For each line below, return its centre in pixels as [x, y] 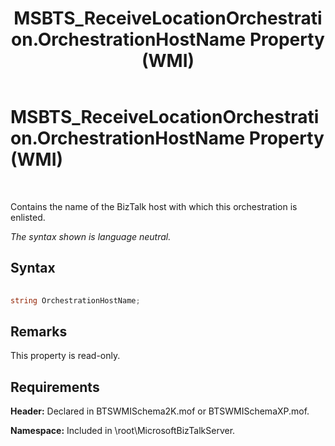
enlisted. [28, 217]
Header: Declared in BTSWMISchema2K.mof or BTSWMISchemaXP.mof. [160, 411]
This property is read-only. [65, 356]
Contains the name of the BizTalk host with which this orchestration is [154, 206]
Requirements [55, 387]
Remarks [39, 331]
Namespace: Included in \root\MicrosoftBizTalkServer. [123, 431]
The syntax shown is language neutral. [91, 236]
